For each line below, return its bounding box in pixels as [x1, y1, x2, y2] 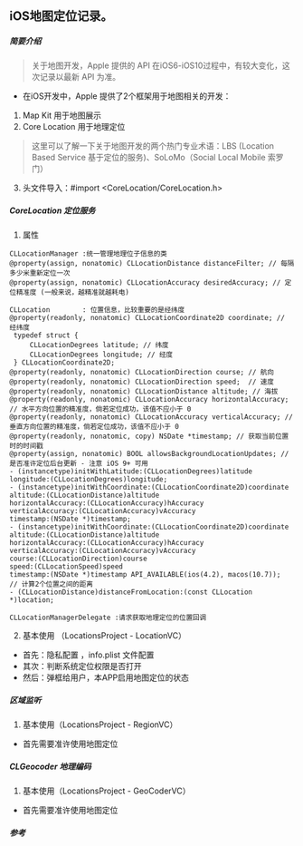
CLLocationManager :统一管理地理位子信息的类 [9, 249, 167, 258]
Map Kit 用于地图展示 [22, 110, 102, 121]
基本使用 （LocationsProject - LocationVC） [22, 630, 187, 641]
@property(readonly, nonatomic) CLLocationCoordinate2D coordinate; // [9, 314, 285, 323]
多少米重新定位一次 [9, 268, 71, 278]
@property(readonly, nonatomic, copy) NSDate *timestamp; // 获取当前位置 [9, 432, 289, 442]
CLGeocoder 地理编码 [9, 761, 92, 772]
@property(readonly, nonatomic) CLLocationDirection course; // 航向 [9, 368, 274, 377]
